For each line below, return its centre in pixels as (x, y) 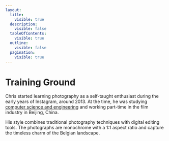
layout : (13, 10)
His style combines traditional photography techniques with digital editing (82, 122)
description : (24, 24)
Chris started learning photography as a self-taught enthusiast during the (82, 96)
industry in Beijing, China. (32, 113)
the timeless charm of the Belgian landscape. (53, 133)
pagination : (23, 52)
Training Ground (40, 82)
